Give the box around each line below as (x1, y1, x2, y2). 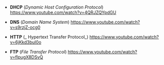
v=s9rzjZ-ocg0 (9, 24, 41, 30)
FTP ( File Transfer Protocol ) (9, 49, 67, 55)
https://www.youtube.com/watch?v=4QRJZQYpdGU (9, 9, 116, 15)
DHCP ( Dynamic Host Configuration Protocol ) (9, 4, 104, 10)
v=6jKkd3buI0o (9, 39, 42, 45)
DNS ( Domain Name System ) (9, 19, 70, 25)
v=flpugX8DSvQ (9, 54, 43, 60)
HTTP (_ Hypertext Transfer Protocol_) (9, 34, 89, 40)
